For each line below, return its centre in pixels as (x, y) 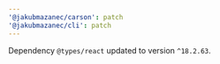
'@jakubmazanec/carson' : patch (66, 17)
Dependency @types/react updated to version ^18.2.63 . (110, 50)
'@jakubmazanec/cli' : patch (60, 25)
